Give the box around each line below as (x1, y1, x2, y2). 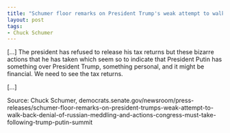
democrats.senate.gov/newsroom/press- (78, 97, 194, 105)
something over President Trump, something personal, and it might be (7, 62, 205, 71)
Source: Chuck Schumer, (7, 97, 77, 105)
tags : (7, 23, 23, 29)
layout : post (7, 16, 44, 23)
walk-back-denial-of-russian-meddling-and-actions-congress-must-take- (7, 111, 217, 119)
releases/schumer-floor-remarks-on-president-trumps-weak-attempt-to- (7, 104, 214, 112)
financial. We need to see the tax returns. (7, 70, 123, 78)
